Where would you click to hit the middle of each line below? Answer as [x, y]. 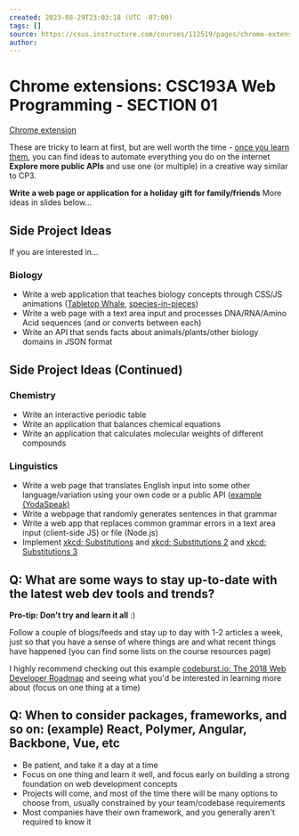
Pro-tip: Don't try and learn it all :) [73, 615]
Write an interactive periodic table [84, 414]
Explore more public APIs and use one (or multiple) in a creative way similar [149, 167]
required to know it [57, 822]
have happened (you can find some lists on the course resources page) [140, 652]
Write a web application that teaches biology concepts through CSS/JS [152, 294]
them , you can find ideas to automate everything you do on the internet [140, 157]
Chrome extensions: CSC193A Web [142, 86]
